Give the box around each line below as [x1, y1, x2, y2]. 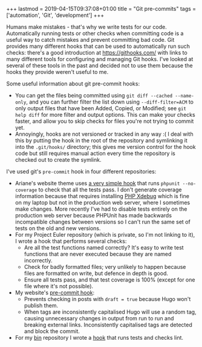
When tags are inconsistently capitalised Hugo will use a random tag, [24, 308, 197, 316]
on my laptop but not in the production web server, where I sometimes [15, 199, 191, 206]
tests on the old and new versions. [15, 225, 101, 232]
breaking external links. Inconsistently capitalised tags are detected [24, 321, 192, 328]
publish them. [24, 302, 59, 309]
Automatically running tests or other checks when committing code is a [6, 30, 184, 37]
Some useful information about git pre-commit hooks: [6, 80, 140, 87]
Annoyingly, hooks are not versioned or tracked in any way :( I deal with [15, 130, 194, 137]
